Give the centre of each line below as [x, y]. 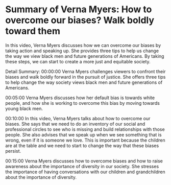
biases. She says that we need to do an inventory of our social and [75, 124]
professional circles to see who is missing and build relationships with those [85, 129]
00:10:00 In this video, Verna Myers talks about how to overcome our [78, 118]
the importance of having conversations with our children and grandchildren [86, 172]
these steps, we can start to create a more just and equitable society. [78, 61]
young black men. [24, 108]
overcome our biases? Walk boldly [80, 20]
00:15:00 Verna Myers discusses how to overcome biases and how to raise [84, 161]
